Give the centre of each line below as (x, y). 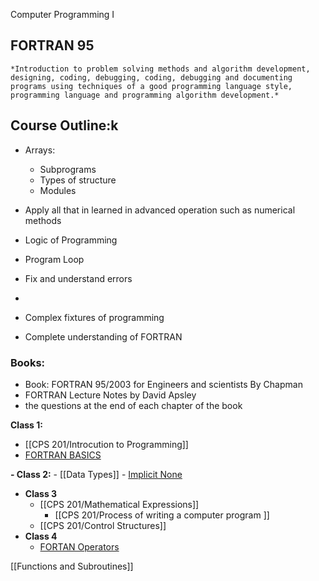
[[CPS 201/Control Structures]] (103, 525)
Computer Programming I (62, 14)
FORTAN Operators (79, 546)
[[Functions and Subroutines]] (72, 566)
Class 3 (41, 493)
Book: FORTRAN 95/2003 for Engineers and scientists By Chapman (163, 384)
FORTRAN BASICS (63, 455)
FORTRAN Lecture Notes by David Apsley (110, 395)
